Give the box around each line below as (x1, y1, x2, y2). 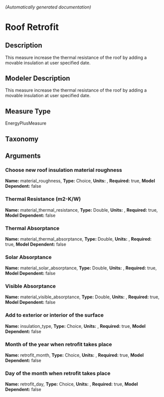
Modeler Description (5, 74, 71, 82)
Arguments (5, 152, 41, 160)
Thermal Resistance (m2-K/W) (5, 196, 81, 203)
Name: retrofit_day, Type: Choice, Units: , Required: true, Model (5, 381, 138, 387)
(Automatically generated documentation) (5, 4, 91, 10)
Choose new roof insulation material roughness (5, 166, 122, 173)
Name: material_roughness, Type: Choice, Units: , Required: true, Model (5, 178, 155, 184)
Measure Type (5, 107, 51, 116)
